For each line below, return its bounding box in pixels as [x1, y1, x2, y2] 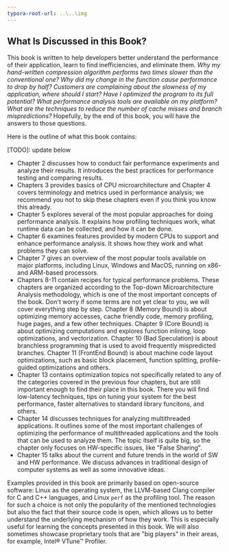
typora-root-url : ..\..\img [7, 10, 88, 17]
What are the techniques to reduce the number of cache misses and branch [7, 104, 223, 113]
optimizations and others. [38, 363, 111, 371]
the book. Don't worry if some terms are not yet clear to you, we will [16, 298, 210, 306]
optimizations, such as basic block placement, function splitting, [16, 356, 199, 365]
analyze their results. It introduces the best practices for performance [16, 166, 214, 175]
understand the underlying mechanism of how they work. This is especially [7, 516, 219, 524]
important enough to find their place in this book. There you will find [16, 385, 209, 393]
